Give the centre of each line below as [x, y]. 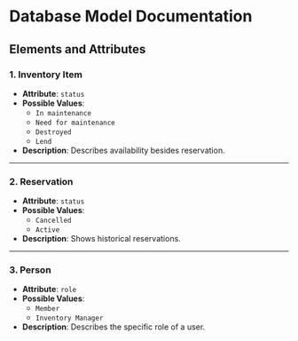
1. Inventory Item [46, 75]
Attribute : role [49, 289]
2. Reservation [41, 181]
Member [47, 309]
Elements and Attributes [78, 49]
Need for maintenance [75, 123]
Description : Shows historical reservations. [102, 239]
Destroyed [54, 132]
